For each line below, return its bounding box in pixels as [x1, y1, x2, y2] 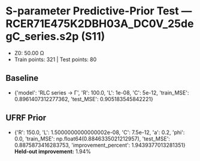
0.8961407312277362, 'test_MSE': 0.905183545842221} [14, 95, 153, 102]
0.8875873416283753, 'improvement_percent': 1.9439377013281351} [14, 141, 186, 148]
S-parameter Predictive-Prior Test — [5, 4, 192, 18]
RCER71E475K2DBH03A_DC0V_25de [5, 17, 194, 31]
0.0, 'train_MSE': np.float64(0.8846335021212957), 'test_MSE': [14, 135, 170, 142]
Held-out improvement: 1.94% [14, 148, 91, 155]
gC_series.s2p [5, 30, 79, 43]
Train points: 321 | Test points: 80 [14, 56, 97, 63]
